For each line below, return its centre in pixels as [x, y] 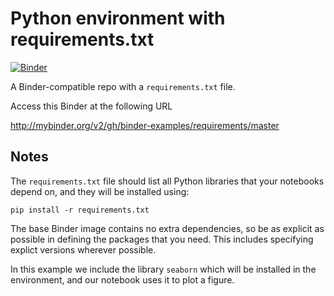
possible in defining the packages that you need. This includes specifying [162, 239]
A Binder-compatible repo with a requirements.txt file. [123, 86]
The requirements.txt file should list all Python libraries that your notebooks [167, 181]
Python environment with [118, 18]
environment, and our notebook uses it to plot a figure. [122, 279]
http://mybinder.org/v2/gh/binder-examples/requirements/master [145, 125]
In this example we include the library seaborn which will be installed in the [163, 269]
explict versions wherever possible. [83, 249]
